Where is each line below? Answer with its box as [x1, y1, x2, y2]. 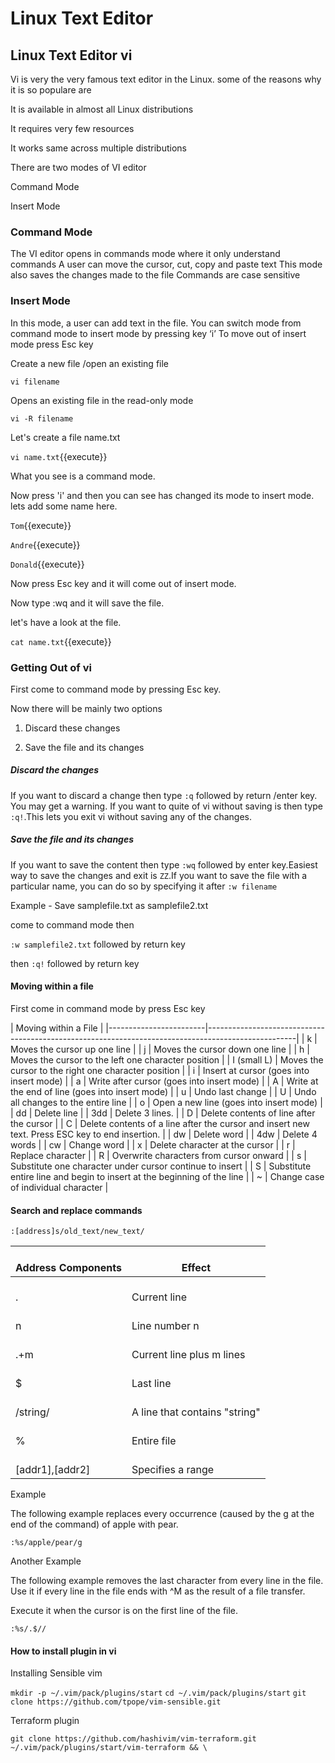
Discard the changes [10, 764, 100, 776]
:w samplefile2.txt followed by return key [10, 938, 186, 950]
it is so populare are [10, 84, 92, 96]
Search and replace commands [10, 1204, 143, 1216]
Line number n [131, 1319, 200, 1333]
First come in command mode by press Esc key [10, 1003, 206, 1015]
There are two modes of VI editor [10, 162, 147, 173]
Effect [181, 1261, 211, 1275]
